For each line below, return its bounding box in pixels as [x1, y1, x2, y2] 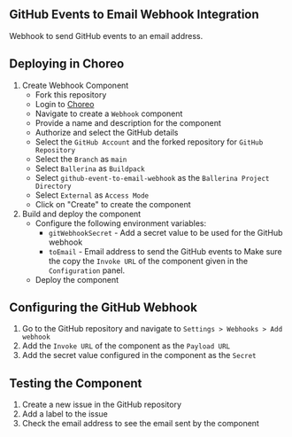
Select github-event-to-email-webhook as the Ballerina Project [35, 172, 270, 183]
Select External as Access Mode [35, 190, 149, 200]
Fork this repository [35, 89, 107, 100]
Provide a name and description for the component [35, 117, 221, 128]
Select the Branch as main [35, 153, 127, 164]
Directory [35, 182, 73, 191]
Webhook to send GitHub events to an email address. [9, 30, 204, 41]
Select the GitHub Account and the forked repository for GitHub [35, 137, 264, 147]
